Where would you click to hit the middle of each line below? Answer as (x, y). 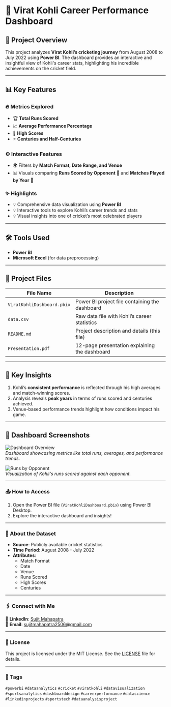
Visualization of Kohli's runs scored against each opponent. (68, 474)
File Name (39, 293)
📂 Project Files (28, 278)
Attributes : (24, 555)
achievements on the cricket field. (41, 68)
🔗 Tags (14, 677)
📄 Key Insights (28, 375)
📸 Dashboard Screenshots (48, 435)
